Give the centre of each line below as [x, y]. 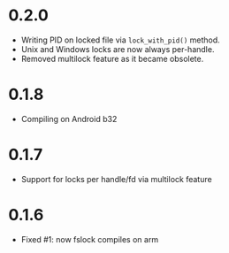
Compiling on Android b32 [69, 119]
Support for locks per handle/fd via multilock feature [117, 179]
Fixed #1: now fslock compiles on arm [90, 239]
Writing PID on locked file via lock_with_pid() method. [120, 40]
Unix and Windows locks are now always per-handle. [118, 49]
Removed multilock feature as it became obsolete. [112, 58]
